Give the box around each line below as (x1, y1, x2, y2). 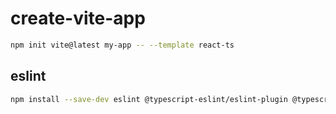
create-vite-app (10, 7, 146, 30)
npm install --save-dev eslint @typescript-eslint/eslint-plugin (10, 94, 288, 104)
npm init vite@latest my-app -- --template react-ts (10, 40, 235, 50)
